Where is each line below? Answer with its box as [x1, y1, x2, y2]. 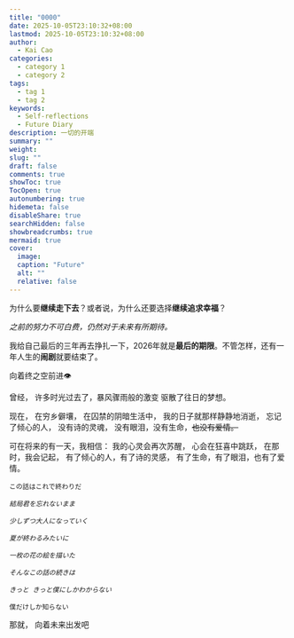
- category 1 [17, 63, 66, 72]
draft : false [9, 161, 58, 170]
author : [9, 37, 38, 47]
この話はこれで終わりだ [9, 482, 82, 491]
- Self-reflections [17, 112, 89, 121]
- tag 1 [17, 87, 46, 96]
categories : [9, 54, 53, 63]
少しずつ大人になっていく [9, 516, 89, 525]
